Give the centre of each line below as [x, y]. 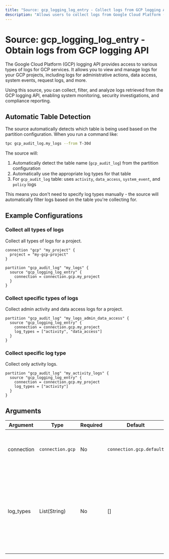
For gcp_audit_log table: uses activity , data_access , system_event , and [86, 179]
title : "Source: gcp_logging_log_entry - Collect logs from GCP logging [83, 10]
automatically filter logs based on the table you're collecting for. [71, 199]
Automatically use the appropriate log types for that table [72, 174]
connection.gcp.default [136, 449]
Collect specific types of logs [42, 298]
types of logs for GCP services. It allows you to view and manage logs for [81, 70]
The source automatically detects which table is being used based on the [81, 129]
